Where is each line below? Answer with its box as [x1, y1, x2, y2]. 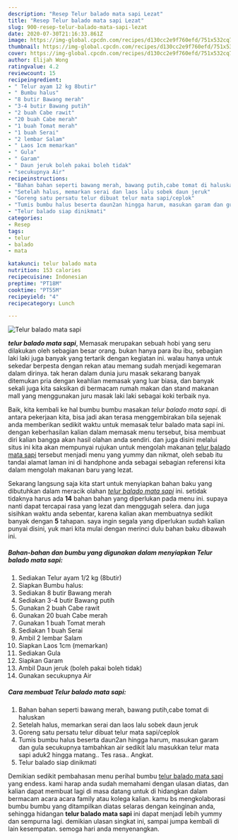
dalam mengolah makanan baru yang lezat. [8, 465, 133, 475]
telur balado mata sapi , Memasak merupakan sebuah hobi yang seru [8, 339, 211, 348]
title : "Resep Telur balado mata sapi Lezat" [8, 17, 144, 24]
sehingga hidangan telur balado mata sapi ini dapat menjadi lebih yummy [8, 810, 222, 818]
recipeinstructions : [8, 175, 69, 182]
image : [8, 37, 28, 44]
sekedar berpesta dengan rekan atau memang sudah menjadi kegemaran [8, 362, 222, 370]
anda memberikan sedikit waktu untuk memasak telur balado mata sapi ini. [8, 421, 225, 429]
